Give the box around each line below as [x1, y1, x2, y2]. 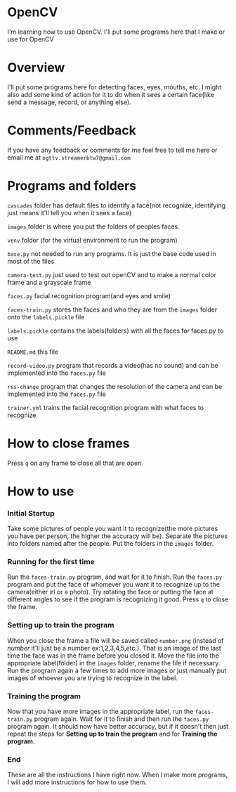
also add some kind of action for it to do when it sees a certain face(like [7, 90, 214, 98]
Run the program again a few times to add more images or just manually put [7, 666, 227, 675]
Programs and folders [7, 178, 137, 193]
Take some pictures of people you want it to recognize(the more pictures [7, 525, 218, 533]
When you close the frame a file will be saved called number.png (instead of [7, 636, 224, 644]
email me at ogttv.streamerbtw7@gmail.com [7, 153, 131, 162]
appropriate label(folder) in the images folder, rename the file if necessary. [7, 658, 221, 667]
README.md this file [7, 347, 59, 356]
